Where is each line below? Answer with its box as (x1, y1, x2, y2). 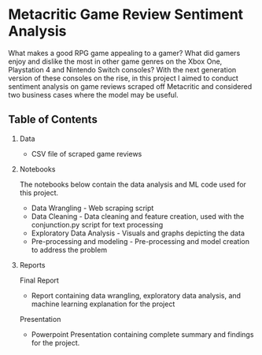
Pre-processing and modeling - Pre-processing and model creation (31, 236, 250, 246)
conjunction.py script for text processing (31, 220, 164, 229)
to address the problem (31, 245, 108, 254)
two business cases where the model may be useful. (8, 90, 179, 99)
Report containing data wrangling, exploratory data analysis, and (31, 290, 242, 300)
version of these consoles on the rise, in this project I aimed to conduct (8, 73, 238, 83)
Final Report (19, 275, 59, 285)
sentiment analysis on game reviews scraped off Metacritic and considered (8, 81, 253, 91)
